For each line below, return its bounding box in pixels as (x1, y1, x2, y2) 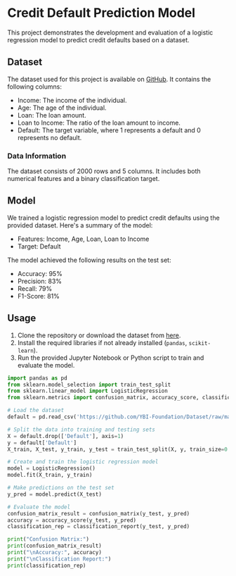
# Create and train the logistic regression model (7, 458, 159, 465)
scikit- (188, 339, 211, 346)
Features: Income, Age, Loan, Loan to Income (17, 234, 150, 243)
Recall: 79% (17, 284, 53, 293)
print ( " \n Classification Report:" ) (7, 555, 112, 563)
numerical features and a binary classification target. (7, 175, 160, 183)
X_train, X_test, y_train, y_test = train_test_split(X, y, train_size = (7, 446, 225, 453)
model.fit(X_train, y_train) (7, 472, 93, 479)
